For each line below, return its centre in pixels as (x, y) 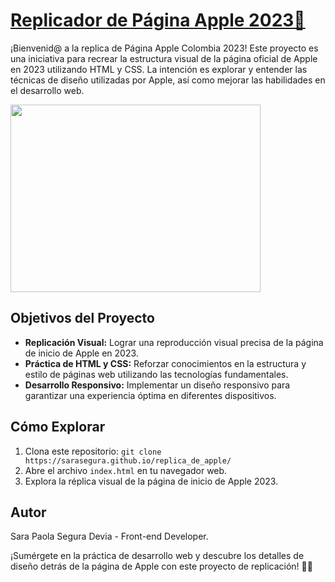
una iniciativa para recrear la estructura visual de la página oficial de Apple (164, 58)
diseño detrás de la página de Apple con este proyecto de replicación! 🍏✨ (161, 566)
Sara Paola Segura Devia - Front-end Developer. (109, 536)
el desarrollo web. (47, 90)
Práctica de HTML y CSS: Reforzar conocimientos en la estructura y (165, 363)
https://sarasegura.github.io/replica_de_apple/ (128, 460)
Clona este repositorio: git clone (93, 451)
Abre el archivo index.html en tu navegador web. (126, 470)
